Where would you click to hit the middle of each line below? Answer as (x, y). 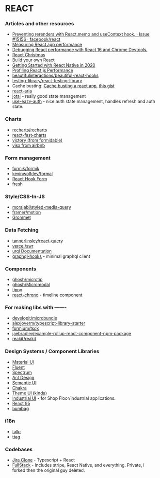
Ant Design (23, 377)
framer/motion (26, 212)
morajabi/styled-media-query (41, 207)
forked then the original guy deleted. (48, 470)
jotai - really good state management (49, 96)
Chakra (19, 388)
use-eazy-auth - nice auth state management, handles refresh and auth (84, 101)
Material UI (23, 362)
